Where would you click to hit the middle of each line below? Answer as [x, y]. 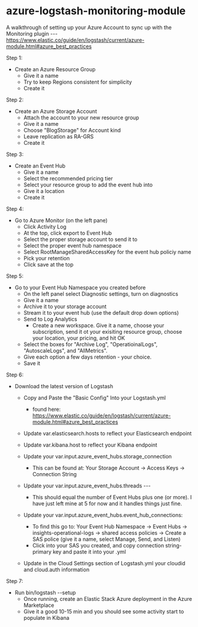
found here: [46, 409]
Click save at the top [48, 264]
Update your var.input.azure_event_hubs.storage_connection [98, 456]
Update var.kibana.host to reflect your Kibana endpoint [90, 445]
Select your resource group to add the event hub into [88, 185]
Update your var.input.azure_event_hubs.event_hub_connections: [103, 515]
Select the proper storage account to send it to [80, 239]
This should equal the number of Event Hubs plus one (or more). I [112, 497]
